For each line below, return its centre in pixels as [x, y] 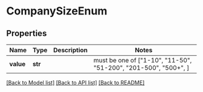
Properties [27, 33]
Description [70, 50]
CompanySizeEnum [57, 11]
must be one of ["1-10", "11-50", [143, 60]
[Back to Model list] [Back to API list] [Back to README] [76, 83]
